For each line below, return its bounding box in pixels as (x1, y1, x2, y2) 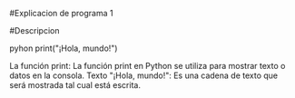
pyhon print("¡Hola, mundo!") (9, 43, 118, 54)
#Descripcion (9, 25, 60, 35)
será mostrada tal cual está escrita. (9, 80, 141, 90)
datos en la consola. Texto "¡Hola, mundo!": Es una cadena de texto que (9, 70, 279, 81)
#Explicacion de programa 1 (9, 8, 113, 18)
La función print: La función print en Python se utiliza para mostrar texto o (9, 61, 286, 71)
